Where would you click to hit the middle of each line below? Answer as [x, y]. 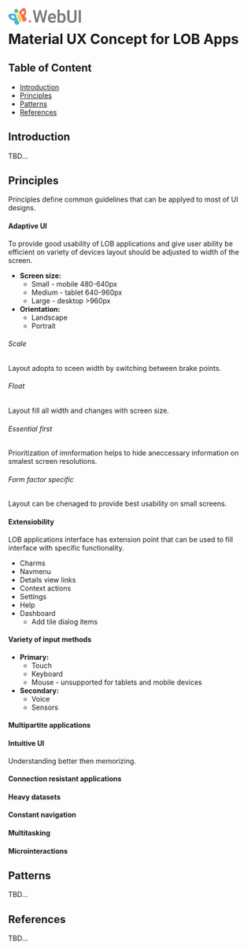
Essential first [30, 428]
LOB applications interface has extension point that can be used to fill [121, 539]
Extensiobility [31, 521]
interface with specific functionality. [66, 547]
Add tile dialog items [65, 621]
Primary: [34, 657]
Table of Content [50, 68]
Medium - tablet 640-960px [77, 292]
